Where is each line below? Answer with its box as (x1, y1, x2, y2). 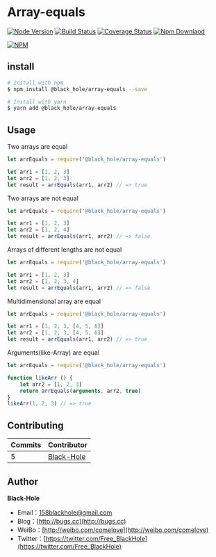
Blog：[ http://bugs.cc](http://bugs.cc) (17, 517, 126, 525)
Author (7, 476, 38, 487)
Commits (10, 440, 42, 450)
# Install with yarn (7, 98, 67, 105)
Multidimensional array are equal (7, 297, 101, 305)
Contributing (7, 419, 64, 431)
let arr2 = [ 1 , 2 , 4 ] (7, 227, 70, 234)
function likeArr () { (7, 374, 73, 381)
